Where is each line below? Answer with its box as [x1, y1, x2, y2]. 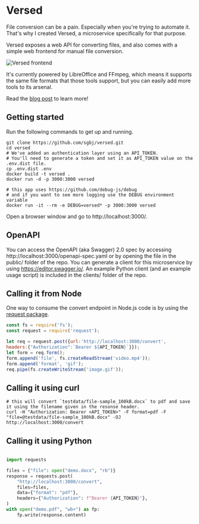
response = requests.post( [6, 473, 73, 479]
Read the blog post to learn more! [6, 95, 89, 102]
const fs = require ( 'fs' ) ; [6, 322, 73, 328]
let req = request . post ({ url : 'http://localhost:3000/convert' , [6, 338, 167, 345]
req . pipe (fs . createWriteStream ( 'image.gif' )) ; [6, 366, 124, 372]
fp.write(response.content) [17, 511, 86, 518]
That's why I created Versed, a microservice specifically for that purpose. [6, 29, 186, 36]
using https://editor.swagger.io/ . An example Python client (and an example [6, 265, 191, 272]
